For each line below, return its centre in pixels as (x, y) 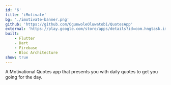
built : (12, 34)
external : (16, 29)
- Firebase (26, 48)
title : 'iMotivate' (26, 15)
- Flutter (25, 39)
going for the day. (24, 77)
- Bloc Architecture (36, 52)
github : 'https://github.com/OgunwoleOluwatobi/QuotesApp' (69, 24)
